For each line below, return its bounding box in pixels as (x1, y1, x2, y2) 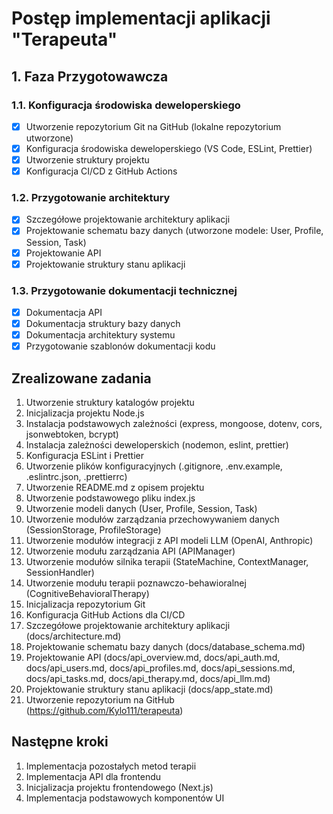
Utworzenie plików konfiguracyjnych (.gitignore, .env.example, (25, 460, 283, 472)
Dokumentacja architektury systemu (25, 329, 176, 341)
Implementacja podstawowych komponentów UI (25, 792, 225, 804)
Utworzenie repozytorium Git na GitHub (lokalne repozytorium (25, 120, 282, 132)
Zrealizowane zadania (11, 370, 152, 387)
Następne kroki (11, 733, 109, 751)
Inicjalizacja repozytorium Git (25, 598, 146, 611)
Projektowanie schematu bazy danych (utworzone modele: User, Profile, (25, 225, 324, 237)
